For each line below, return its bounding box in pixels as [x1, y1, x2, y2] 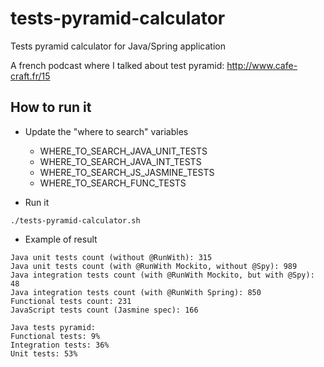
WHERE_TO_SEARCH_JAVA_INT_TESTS [39, 155, 202, 167]
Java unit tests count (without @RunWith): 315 [10, 252, 213, 262]
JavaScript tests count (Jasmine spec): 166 [10, 305, 199, 315]
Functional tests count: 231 [10, 296, 132, 306]
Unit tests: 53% [10, 348, 78, 359]
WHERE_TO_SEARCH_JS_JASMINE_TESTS [39, 166, 215, 178]
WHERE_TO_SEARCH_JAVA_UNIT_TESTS [39, 145, 208, 157]
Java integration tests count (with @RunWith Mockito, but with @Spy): [10, 270, 315, 280]
